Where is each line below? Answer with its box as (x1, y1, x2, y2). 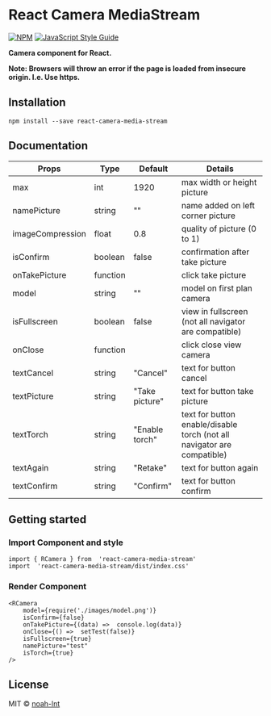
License (8, 677, 49, 691)
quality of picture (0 (181, 223, 256, 234)
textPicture (12, 390, 54, 401)
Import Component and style (8, 537, 123, 548)
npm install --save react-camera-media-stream (8, 117, 168, 125)
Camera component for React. (8, 48, 112, 57)
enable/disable (181, 418, 238, 429)
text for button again (181, 462, 259, 473)
